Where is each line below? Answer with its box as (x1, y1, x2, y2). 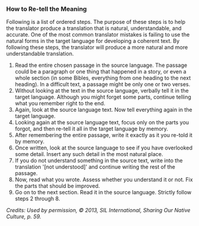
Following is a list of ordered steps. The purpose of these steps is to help (6, 19, 186, 26)
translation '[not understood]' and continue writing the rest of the (14, 163, 176, 170)
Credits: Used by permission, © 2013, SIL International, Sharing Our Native (6, 207, 191, 214)
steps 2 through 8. (14, 195, 60, 202)
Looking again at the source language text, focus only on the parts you (14, 119, 189, 126)
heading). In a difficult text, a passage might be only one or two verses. (14, 81, 191, 88)
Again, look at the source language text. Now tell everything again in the (14, 106, 192, 114)
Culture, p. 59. (6, 213, 42, 220)
